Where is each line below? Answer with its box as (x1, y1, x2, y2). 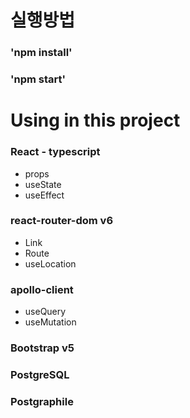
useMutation (24, 316, 77, 328)
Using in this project (10, 109, 181, 132)
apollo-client (10, 282, 74, 296)
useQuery (24, 306, 67, 318)
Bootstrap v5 (10, 341, 75, 355)
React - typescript (10, 145, 101, 159)
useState (24, 178, 62, 190)
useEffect (24, 189, 65, 201)
